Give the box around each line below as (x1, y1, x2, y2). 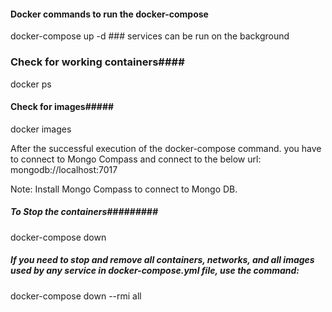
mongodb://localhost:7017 (10, 163, 118, 175)
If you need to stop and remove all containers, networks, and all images (10, 254, 315, 266)
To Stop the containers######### (10, 206, 158, 218)
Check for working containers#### (10, 55, 185, 69)
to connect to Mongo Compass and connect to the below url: (10, 153, 262, 165)
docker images (10, 123, 72, 135)
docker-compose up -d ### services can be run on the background (10, 30, 290, 42)
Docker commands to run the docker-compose (10, 8, 209, 20)
